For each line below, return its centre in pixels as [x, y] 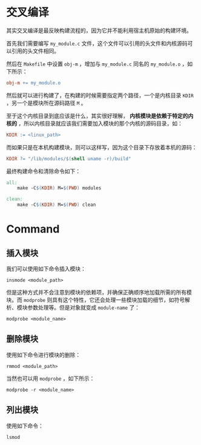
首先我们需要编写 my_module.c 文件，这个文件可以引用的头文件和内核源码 [97, 43]
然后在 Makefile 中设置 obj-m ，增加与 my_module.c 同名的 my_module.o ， [97, 64]
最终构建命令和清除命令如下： [43, 171]
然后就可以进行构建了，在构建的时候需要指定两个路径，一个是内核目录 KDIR [100, 95]
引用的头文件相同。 [35, 51]
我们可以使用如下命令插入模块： [46, 269]
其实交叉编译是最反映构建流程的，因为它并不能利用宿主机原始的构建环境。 [99, 30]
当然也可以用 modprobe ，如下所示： [51, 378]
